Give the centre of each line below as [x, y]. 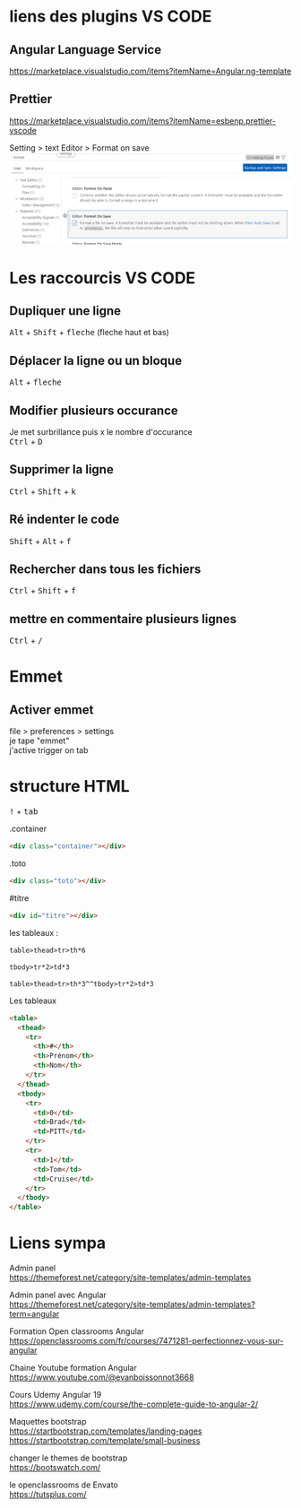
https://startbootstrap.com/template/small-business [105, 1441]
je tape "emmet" [39, 741]
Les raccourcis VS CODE [103, 277]
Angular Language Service [86, 50]
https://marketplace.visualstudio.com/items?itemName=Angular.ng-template [150, 71]
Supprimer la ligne [61, 469]
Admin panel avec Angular [58, 1295]
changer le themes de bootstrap [69, 1458]
